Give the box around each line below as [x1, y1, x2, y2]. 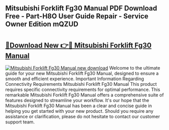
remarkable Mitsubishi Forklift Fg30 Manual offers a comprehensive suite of [5, 92, 164, 98]
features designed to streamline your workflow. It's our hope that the [5, 97, 149, 103]
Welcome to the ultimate [109, 65, 160, 71]
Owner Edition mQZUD [5, 20, 79, 28]
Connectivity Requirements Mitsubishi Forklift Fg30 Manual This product [5, 81, 157, 87]
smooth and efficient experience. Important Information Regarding [5, 76, 144, 82]
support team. [5, 119, 35, 125]
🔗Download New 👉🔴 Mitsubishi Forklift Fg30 [5, 41, 152, 50]
